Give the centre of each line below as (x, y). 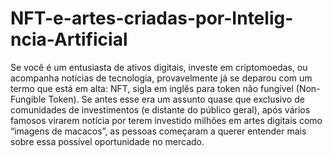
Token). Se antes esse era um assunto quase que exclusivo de (176, 99)
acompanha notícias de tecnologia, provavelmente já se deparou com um (161, 78)
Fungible (28, 99)
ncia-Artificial (69, 39)
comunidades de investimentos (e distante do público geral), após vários (160, 109)
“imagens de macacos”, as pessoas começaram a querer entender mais (158, 131)
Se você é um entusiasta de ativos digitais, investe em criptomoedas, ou (159, 67)
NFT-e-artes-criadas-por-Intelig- (152, 18)
